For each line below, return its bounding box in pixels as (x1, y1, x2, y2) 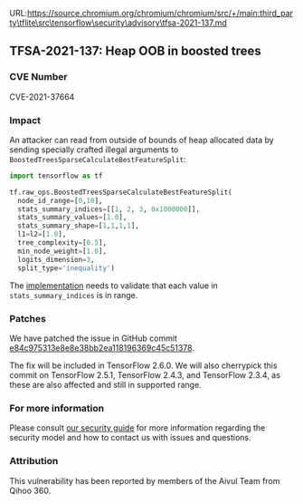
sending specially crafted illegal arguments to (9, 144, 179, 155)
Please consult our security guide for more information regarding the (9, 422, 266, 433)
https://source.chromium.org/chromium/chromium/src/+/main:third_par (26, 8, 294, 18)
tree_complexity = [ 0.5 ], (17, 238, 107, 247)
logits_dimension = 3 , (17, 255, 95, 264)
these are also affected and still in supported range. (9, 379, 202, 390)
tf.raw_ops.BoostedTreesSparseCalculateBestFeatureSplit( (9, 188, 232, 197)
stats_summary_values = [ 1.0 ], (17, 213, 128, 222)
